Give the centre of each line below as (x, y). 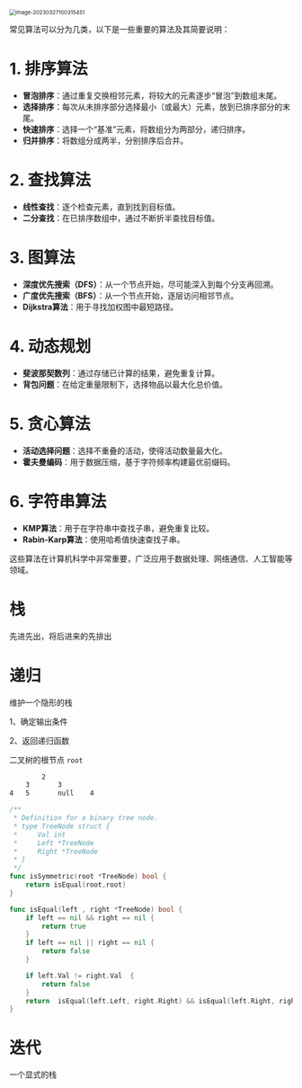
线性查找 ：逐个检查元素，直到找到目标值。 (101, 207)
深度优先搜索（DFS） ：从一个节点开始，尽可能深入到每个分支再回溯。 (150, 284)
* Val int (40, 834)
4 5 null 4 (52, 794)
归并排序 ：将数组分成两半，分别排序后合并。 (105, 140)
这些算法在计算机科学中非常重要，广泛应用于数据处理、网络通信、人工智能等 (151, 558)
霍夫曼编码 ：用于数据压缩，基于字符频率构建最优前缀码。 (129, 461)
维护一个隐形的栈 (41, 702)
